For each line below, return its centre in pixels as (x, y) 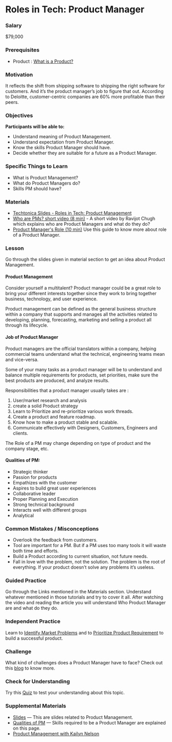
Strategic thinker (30, 472)
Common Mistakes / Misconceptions (52, 529)
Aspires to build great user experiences (54, 488)
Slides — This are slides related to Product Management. (73, 717)
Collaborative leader (34, 493)
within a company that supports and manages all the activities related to (81, 314)
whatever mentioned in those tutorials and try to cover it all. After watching (84, 597)
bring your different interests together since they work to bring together (81, 294)
